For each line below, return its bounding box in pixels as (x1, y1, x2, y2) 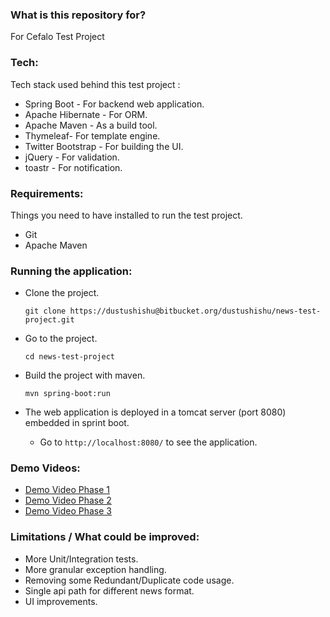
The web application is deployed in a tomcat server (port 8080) (24, 406, 287, 418)
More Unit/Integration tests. (24, 553, 139, 565)
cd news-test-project (24, 352, 115, 362)
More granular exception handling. (24, 563, 167, 575)
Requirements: (10, 186, 84, 200)
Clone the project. (24, 287, 100, 299)
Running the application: (10, 264, 133, 278)
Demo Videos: (10, 461, 81, 475)
